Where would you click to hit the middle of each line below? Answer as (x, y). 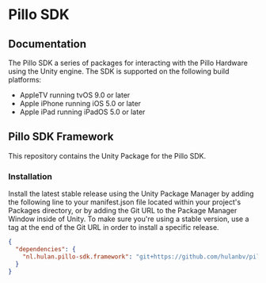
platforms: (25, 80)
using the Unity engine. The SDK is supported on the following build (119, 71)
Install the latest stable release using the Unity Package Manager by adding (131, 194)
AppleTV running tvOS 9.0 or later (75, 95)
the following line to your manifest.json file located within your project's (125, 202)
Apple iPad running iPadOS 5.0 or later (82, 112)
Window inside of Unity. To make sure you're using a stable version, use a (129, 219)
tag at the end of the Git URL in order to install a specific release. (114, 228)
